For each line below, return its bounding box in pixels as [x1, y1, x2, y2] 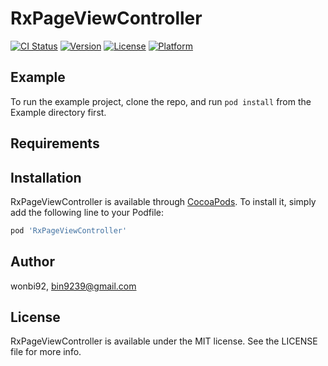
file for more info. [10, 346, 82, 358]
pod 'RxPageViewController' [10, 225, 128, 236]
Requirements [10, 135, 100, 152]
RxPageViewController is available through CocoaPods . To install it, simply [10, 195, 317, 207]
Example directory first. [10, 106, 107, 118]
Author [10, 253, 55, 271]
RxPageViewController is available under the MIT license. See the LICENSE [10, 335, 318, 347]
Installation [10, 169, 82, 186]
